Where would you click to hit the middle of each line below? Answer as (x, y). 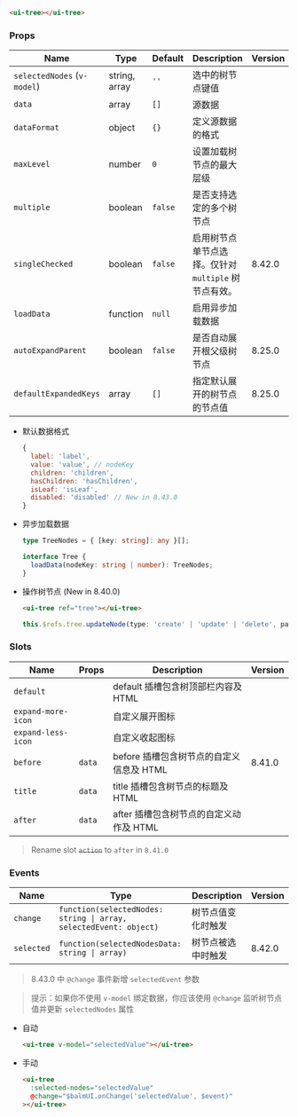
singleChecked (43, 264)
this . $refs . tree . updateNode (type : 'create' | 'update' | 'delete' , (149, 624)
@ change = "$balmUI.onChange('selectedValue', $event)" (132, 1096)
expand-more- (41, 711)
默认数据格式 (45, 431)
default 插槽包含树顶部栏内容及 (177, 686)
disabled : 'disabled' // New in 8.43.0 (104, 498)
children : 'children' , (72, 473)
